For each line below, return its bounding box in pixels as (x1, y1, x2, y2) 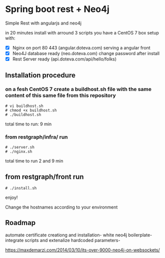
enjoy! (5, 194, 18, 200)
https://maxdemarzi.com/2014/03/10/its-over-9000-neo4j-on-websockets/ (5, 246, 160, 253)
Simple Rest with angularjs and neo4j (5, 20, 81, 26)
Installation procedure (5, 71, 76, 79)
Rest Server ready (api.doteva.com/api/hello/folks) (12, 56, 116, 62)
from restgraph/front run (5, 172, 84, 181)
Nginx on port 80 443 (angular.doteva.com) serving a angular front (12, 44, 151, 50)
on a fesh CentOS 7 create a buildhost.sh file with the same (5, 86, 151, 93)
